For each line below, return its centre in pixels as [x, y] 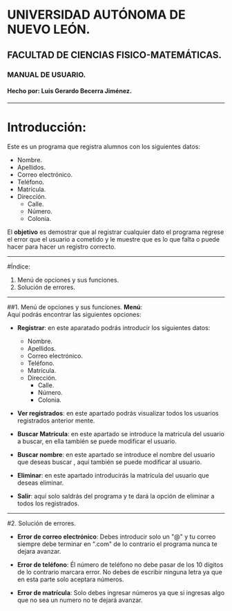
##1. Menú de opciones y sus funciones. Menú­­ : [75, 307]
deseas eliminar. [40, 483]
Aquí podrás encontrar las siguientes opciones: [74, 314]
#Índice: [19, 266]
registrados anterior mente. [56, 420]
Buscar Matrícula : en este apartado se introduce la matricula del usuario [120, 434]
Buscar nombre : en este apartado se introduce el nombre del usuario [116, 454]
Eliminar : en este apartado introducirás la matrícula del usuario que [113, 475]
